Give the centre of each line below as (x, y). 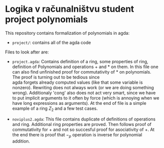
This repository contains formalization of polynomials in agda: (67, 33)
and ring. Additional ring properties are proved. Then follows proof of (82, 124)
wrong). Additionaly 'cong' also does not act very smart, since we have (84, 93)
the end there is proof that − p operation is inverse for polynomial (77, 135)
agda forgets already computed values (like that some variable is (77, 82)
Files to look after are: (27, 52)
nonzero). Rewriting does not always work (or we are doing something (83, 87)
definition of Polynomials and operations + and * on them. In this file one (85, 67)
